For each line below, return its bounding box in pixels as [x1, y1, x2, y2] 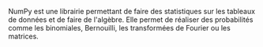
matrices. [8, 31, 39, 41]
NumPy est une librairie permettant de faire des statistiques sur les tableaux [8, 7, 255, 16]
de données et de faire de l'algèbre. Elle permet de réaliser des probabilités [8, 15, 254, 24]
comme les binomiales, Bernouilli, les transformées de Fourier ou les [8, 23, 231, 32]
